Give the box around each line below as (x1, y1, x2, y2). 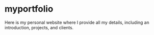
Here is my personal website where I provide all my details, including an (4, 19, 150, 25)
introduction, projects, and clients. (4, 24, 74, 30)
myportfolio (4, 3, 53, 15)
